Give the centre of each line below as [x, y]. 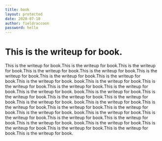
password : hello [22, 28]
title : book [17, 10]
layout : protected [24, 14]
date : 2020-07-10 [23, 19]
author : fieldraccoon [27, 23]
